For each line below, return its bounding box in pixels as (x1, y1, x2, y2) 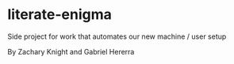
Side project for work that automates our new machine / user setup (7, 32, 227, 41)
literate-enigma (7, 6, 113, 24)
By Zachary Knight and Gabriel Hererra (7, 47, 135, 56)
